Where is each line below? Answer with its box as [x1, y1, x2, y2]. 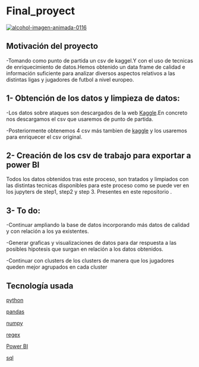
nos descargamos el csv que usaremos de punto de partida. [6, 115, 153, 123]
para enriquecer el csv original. [6, 133, 83, 141]
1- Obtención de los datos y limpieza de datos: [6, 94, 180, 104]
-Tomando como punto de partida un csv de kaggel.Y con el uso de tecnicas [6, 57, 194, 64]
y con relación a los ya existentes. [6, 228, 89, 235]
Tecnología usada [6, 281, 74, 291]
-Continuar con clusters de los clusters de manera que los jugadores [6, 257, 174, 265]
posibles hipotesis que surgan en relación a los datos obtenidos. [6, 245, 163, 253]
